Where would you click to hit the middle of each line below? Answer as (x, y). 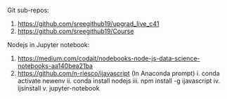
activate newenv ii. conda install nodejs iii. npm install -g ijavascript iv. (118, 81)
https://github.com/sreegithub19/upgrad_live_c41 (88, 24)
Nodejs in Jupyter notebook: (48, 45)
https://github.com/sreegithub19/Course (76, 31)
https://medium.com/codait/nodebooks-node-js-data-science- (109, 58)
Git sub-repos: (28, 10)
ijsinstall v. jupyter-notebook (58, 88)
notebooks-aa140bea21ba (55, 66)
